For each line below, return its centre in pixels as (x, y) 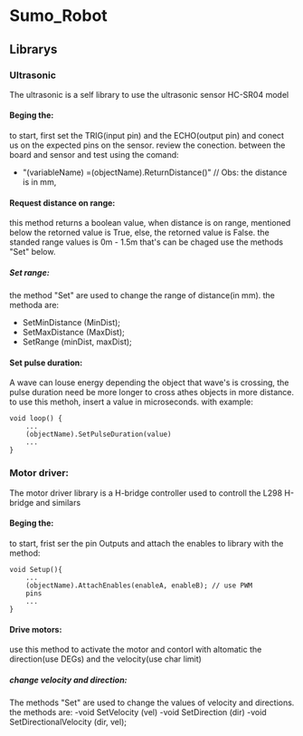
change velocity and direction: (69, 680)
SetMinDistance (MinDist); (71, 323)
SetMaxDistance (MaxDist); (73, 333)
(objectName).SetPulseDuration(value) (99, 435)
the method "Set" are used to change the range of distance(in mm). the (142, 295)
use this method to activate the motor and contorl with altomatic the (136, 650)
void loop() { (36, 419)
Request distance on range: (62, 203)
